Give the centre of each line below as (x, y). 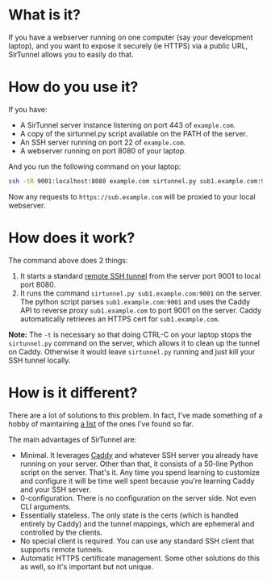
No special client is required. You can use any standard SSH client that (137, 541)
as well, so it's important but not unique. (87, 566)
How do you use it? (73, 87)
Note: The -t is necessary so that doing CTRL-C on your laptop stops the (130, 334)
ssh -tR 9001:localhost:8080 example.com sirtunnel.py (102, 181)
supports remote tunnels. (62, 549)
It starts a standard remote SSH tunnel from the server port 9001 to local (140, 275)
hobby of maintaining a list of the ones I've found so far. (101, 424)
